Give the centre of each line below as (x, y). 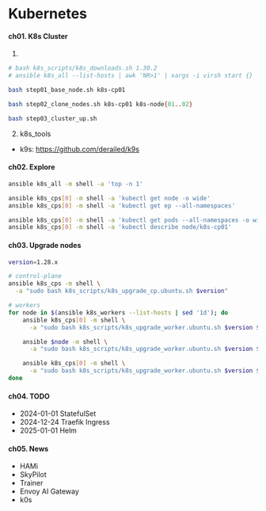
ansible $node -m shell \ (65, 341)
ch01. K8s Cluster (38, 36)
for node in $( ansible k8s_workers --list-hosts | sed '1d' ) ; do (118, 313)
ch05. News (28, 448)
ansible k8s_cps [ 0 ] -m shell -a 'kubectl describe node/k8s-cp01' (120, 227)
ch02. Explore (32, 167)
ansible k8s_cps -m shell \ (55, 284)
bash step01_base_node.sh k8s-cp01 (67, 90)
